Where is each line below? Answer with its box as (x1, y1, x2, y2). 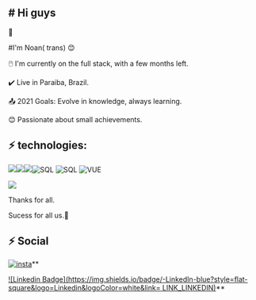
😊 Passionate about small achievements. (8, 114, 143, 124)
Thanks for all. (8, 194, 55, 205)
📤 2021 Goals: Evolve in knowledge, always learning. (8, 96, 182, 106)
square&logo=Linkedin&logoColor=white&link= (8, 283, 161, 293)
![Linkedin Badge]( (8, 275, 69, 284)
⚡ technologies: (8, 139, 87, 152)
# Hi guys (8, 6, 56, 20)
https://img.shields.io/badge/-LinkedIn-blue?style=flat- (67, 275, 248, 284)
